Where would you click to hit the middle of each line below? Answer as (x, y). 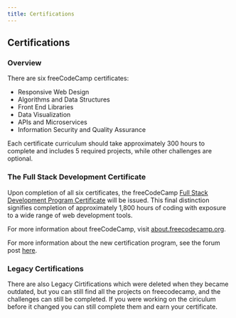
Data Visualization (44, 115)
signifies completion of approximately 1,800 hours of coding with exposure (117, 207)
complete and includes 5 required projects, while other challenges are (109, 151)
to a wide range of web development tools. (70, 215)
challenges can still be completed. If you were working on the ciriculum (112, 299)
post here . (22, 250)
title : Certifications (41, 14)
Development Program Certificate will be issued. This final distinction (108, 200)
